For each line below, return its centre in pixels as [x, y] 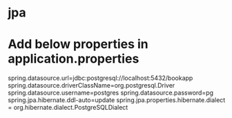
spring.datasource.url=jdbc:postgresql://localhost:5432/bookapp [100, 78]
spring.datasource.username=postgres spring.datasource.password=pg [110, 93]
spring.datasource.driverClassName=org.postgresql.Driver [91, 86]
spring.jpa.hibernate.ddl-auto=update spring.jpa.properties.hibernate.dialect [117, 100]
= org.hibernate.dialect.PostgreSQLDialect [68, 108]
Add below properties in [78, 45]
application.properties [74, 59]
